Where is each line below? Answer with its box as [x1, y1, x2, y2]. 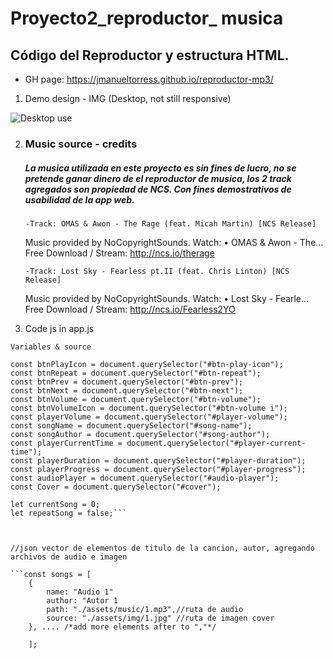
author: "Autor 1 [46, 595, 118, 606]
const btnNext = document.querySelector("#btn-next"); [10, 385, 244, 396]
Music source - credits [24, 137, 138, 151]
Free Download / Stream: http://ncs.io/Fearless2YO [24, 303, 236, 315]
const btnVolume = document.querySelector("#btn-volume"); [10, 394, 262, 404]
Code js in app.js [24, 322, 95, 334]
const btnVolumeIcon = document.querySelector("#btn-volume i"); [10, 403, 288, 413]
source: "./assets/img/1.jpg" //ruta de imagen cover [46, 613, 275, 623]
